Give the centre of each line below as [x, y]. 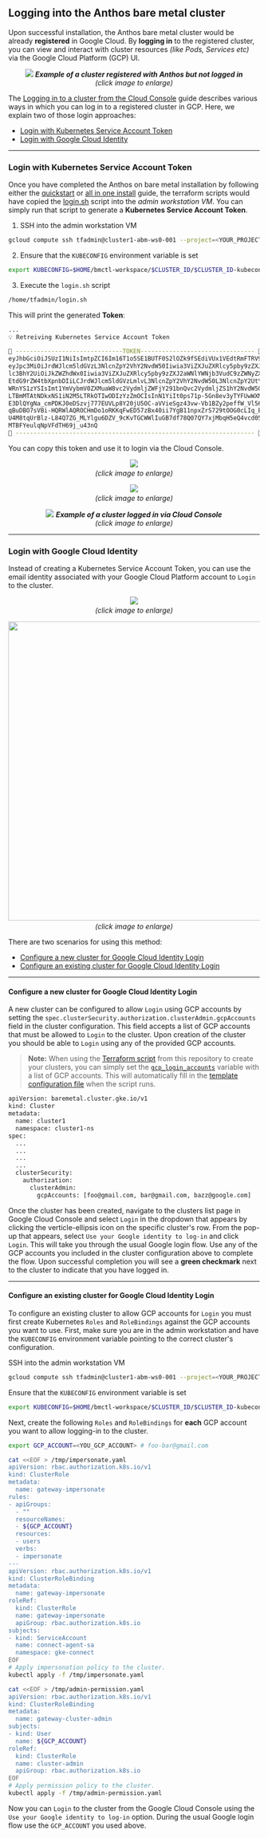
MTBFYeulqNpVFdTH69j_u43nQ [53, 426]
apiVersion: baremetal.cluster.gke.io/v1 [78, 1099]
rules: [19, 1497]
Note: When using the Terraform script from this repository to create [140, 1059]
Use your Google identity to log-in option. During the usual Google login [131, 1816]
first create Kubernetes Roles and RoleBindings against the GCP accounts [129, 1321]
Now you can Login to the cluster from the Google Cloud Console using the [132, 1808]
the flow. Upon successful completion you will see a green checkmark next [132, 1261]
